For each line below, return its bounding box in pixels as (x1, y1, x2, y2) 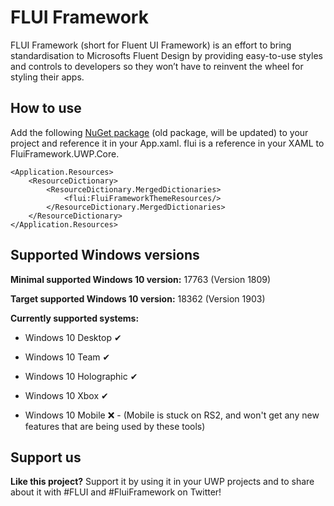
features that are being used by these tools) (24, 420, 206, 432)
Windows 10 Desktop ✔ (24, 331, 122, 343)
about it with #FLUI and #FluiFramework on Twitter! (10, 486, 222, 498)
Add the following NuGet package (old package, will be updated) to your (10, 126, 309, 138)
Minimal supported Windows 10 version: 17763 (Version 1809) (10, 273, 272, 285)
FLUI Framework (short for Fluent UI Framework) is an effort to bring (10, 39, 292, 51)
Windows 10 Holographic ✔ (24, 370, 138, 382)
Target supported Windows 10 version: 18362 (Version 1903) (10, 292, 266, 305)
